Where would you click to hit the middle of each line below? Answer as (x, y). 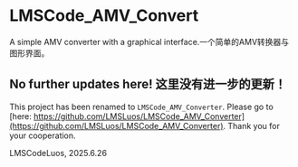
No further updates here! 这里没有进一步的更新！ (148, 84)
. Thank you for (252, 125)
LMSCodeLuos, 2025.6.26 (58, 153)
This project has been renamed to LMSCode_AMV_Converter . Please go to (141, 107)
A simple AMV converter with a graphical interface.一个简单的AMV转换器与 (149, 42)
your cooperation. (43, 135)
